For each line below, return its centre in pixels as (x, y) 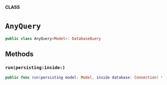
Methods (19, 54)
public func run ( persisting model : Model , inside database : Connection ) (82, 77)
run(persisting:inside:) (35, 68)
